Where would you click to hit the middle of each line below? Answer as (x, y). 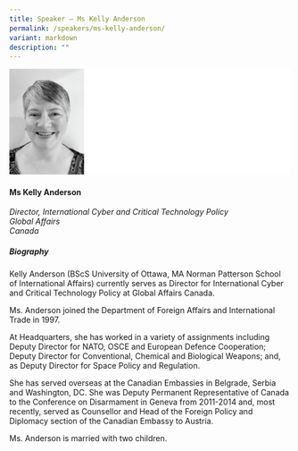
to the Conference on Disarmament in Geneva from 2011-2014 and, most (142, 402)
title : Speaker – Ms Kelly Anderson (77, 19)
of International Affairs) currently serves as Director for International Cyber (146, 284)
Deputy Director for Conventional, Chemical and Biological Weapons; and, (145, 356)
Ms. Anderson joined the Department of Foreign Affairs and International (142, 311)
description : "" (39, 47)
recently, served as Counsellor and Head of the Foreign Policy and (131, 412)
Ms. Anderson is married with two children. (88, 438)
